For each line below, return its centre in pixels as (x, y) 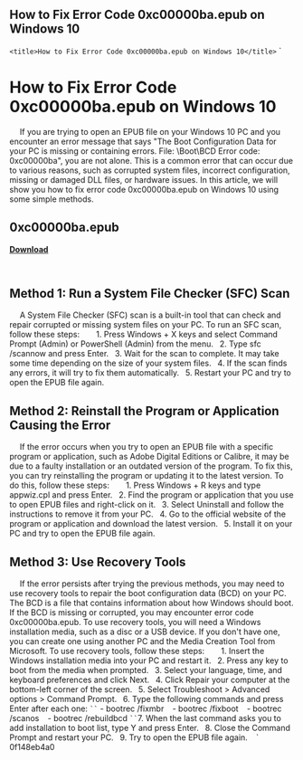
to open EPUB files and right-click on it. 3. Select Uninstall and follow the (147, 505)
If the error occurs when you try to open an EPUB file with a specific (147, 447)
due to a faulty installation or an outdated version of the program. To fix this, (151, 466)
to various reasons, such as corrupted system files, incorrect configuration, (150, 170)
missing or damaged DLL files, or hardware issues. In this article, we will (144, 179)
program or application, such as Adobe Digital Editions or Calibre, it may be (149, 457)
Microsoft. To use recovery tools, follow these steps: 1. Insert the (137, 651)
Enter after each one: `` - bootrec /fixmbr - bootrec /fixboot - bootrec (146, 708)
